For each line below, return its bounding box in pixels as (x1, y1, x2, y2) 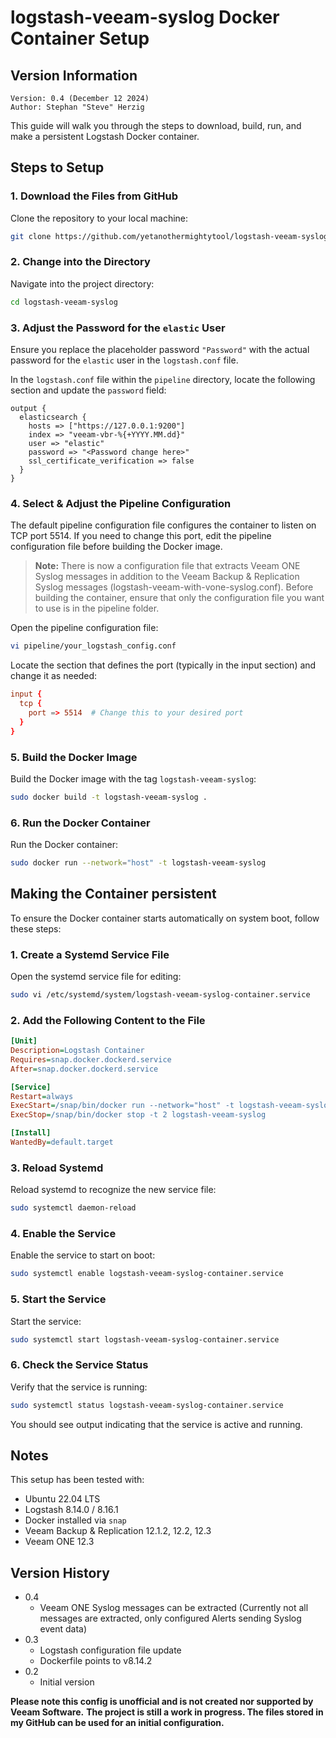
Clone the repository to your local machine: (10, 212, 189, 224)
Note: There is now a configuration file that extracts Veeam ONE (34, 560, 301, 572)
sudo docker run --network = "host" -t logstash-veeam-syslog (10, 858, 267, 868)
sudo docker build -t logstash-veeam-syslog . (10, 792, 208, 802)
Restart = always (10, 1091, 74, 1101)
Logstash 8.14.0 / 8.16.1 (24, 1504, 119, 1516)
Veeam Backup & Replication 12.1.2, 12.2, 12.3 (24, 1525, 212, 1537)
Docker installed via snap (24, 1514, 127, 1526)
